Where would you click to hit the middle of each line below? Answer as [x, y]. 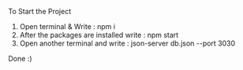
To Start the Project [40, 11]
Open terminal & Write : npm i [67, 26]
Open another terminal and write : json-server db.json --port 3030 [127, 43]
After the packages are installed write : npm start [99, 35]
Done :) [21, 59]
